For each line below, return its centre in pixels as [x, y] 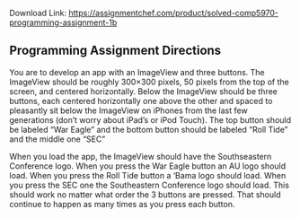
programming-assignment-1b [63, 22]
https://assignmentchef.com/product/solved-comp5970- [174, 13]
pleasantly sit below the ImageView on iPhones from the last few [129, 110]
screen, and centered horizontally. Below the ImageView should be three [144, 91]
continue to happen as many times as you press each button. [122, 204]
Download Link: [38, 13]
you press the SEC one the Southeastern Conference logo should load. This [150, 185]
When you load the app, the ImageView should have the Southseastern [141, 156]
